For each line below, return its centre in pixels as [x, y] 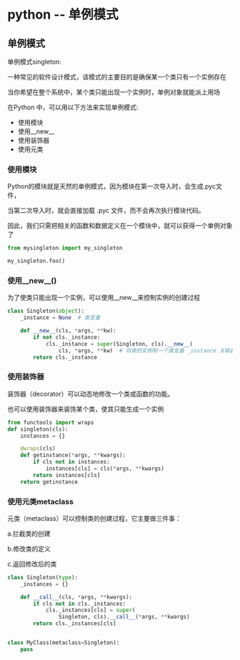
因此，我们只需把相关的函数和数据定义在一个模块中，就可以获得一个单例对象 [120, 226]
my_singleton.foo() [36, 261]
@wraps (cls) [38, 449]
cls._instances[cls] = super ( [90, 610]
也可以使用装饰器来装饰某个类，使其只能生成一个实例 [86, 409]
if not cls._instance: [67, 337]
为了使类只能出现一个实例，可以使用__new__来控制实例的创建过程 [104, 298]
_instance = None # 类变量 [60, 318]
